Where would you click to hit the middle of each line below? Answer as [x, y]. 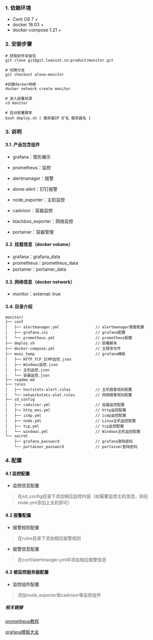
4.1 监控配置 [18, 473]
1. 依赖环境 [18, 8]
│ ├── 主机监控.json [27, 370]
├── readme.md [20, 380]
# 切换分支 [15, 70]
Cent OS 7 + [25, 19]
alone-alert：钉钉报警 [35, 189]
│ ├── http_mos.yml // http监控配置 [66, 410]
